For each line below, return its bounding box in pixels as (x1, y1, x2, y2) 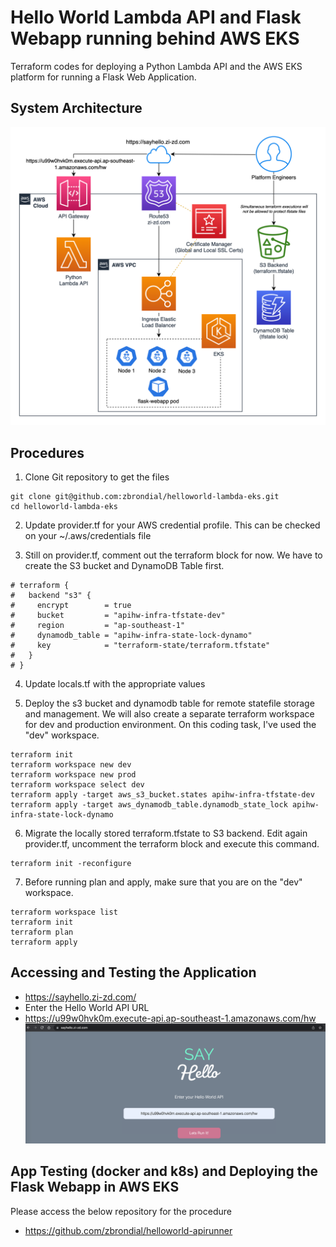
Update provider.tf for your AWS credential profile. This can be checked (24, 519, 321, 531)
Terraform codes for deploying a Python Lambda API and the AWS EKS (10, 60, 303, 72)
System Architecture (10, 100, 143, 117)
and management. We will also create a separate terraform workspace (24, 708, 315, 720)
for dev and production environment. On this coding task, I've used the (24, 719, 317, 730)
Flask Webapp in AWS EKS (10, 1179, 180, 1196)
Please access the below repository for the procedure (10, 1205, 232, 1217)
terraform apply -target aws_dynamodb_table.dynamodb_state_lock (10, 800, 288, 810)
